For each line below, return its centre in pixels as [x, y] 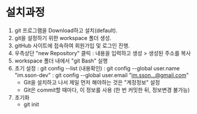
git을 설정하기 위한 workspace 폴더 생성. [63, 38]
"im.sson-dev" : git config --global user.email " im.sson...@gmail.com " [102, 75]
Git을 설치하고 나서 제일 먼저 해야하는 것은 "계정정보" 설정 [92, 82]
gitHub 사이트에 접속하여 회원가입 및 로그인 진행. [72, 45]
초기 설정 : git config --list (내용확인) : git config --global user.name [97, 68]
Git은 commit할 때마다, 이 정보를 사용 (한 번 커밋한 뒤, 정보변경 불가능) [107, 90]
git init [31, 104]
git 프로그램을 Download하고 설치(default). [66, 30]
